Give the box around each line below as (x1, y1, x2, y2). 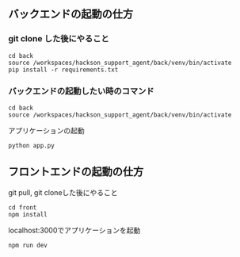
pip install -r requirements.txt (8, 66, 119, 74)
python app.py (8, 141, 55, 149)
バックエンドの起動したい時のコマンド (8, 86, 154, 97)
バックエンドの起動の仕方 (8, 7, 133, 21)
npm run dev (8, 241, 48, 249)
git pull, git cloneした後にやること (8, 187, 118, 197)
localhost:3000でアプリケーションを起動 (8, 225, 141, 235)
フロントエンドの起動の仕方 (8, 165, 144, 178)
